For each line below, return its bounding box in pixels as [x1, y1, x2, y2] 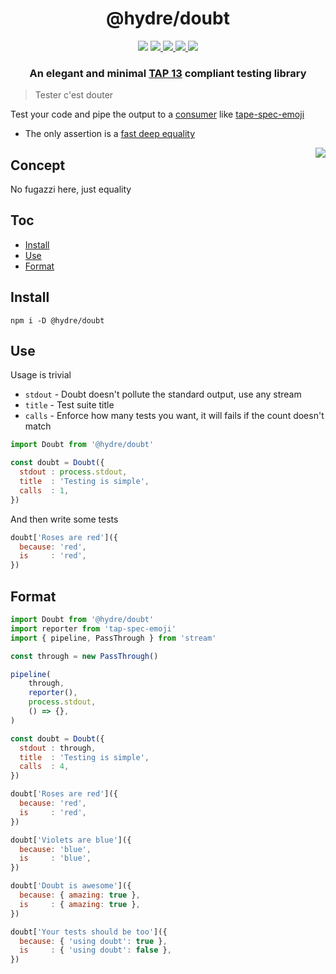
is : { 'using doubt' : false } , [19, 945, 172, 956]
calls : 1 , [19, 485, 70, 496]
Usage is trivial [10, 369, 72, 381]
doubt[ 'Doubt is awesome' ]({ [10, 881, 132, 891]
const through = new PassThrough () [10, 651, 159, 661]
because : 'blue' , [19, 844, 92, 854]
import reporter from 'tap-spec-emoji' [10, 623, 177, 634]
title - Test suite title [24, 399, 115, 411]
